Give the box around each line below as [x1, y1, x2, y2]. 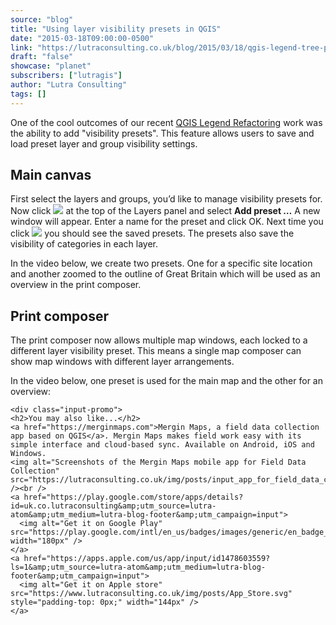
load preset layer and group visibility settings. [10, 137, 198, 150]
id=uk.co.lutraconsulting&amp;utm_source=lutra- [10, 501, 217, 511]
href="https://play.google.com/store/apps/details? [23, 492, 244, 503]
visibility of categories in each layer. [10, 238, 159, 250]
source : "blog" [10, 14, 74, 25]
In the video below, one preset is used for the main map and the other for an [10, 375, 324, 387]
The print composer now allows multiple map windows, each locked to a [10, 334, 308, 346]
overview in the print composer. [10, 279, 142, 291]
